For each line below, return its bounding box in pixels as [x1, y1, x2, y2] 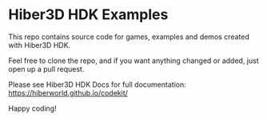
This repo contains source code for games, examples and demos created [8, 32, 249, 41]
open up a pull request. [8, 64, 85, 73]
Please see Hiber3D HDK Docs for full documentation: [8, 80, 186, 89]
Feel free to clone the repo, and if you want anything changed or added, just [8, 56, 259, 65]
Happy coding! [8, 103, 58, 113]
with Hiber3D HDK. [8, 40, 71, 49]
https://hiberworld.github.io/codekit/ [8, 88, 128, 97]
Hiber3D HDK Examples [8, 6, 169, 24]
